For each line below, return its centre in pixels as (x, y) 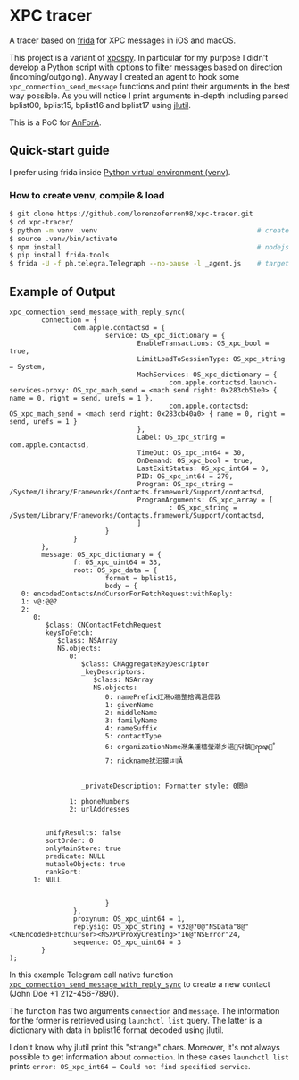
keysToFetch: (69, 633)
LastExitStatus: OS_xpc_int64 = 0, (203, 468)
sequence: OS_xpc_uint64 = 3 (127, 942)
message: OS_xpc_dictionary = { (102, 554)
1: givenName (129, 705)
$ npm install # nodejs (149, 247)
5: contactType (133, 736)
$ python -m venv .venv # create (149, 230)
